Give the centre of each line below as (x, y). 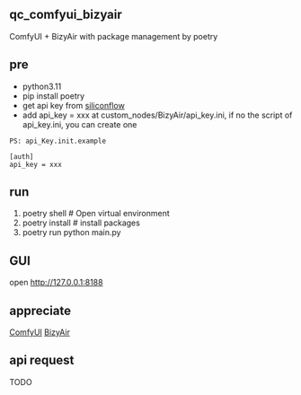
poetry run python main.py (71, 233)
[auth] (22, 156)
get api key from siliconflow (74, 105)
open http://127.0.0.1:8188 (56, 283)
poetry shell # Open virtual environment (96, 214)
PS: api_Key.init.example (58, 141)
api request (42, 360)
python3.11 (42, 86)
